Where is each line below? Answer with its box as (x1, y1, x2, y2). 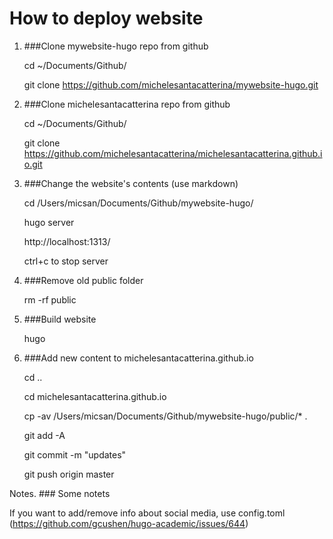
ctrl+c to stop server (23, 255, 109, 267)
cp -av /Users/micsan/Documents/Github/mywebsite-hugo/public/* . (23, 410, 308, 422)
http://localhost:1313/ (23, 235, 111, 247)
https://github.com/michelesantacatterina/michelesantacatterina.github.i (23, 147, 323, 159)
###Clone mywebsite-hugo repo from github (23, 40, 209, 52)
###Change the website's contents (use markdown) (23, 177, 239, 189)
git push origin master (23, 468, 115, 480)
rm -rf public (23, 293, 77, 306)
